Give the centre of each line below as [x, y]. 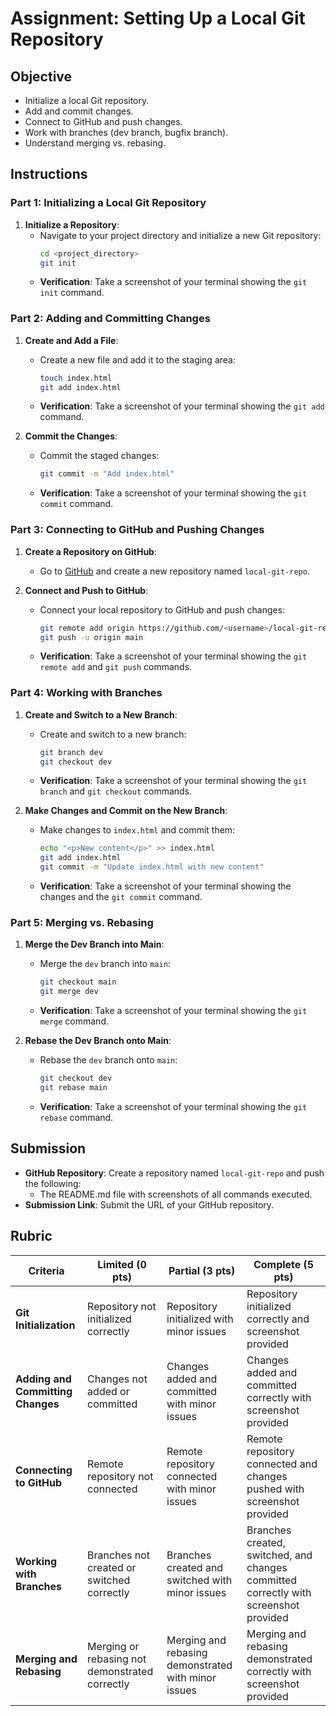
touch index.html [76, 378]
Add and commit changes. [79, 111]
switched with [199, 1580]
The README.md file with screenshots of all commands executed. [176, 1194]
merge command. [74, 1021]
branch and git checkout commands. [116, 791]
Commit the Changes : [71, 436]
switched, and [279, 1555]
